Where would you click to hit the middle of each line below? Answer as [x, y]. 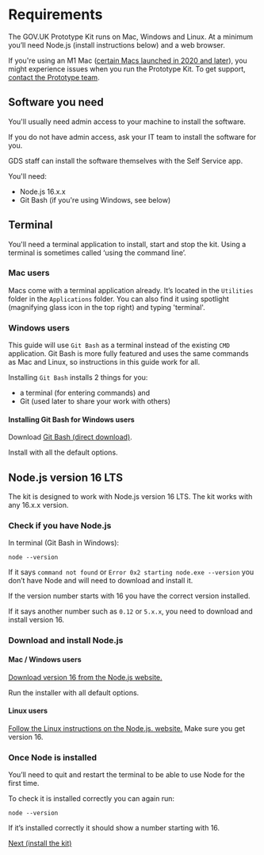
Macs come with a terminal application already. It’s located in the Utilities [131, 290]
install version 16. [36, 620]
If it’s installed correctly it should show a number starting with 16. [114, 828]
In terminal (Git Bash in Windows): [64, 543]
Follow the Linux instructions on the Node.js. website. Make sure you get [127, 728]
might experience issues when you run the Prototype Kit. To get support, [127, 68]
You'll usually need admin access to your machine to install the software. [127, 122]
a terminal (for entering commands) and [85, 393]
